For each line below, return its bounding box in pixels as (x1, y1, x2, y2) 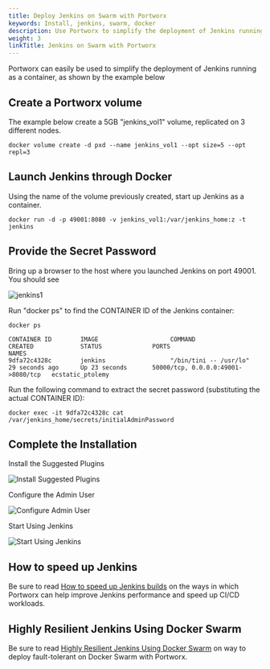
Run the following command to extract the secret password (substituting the (8, 384, 260, 394)
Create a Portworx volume (8, 96, 143, 109)
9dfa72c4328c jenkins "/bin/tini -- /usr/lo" (8, 356, 250, 365)
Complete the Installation (8, 437, 137, 451)
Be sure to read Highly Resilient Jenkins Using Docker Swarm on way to (8, 643, 247, 653)
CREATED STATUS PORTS (8, 342, 171, 350)
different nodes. (8, 126, 62, 135)
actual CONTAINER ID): (8, 393, 85, 403)
